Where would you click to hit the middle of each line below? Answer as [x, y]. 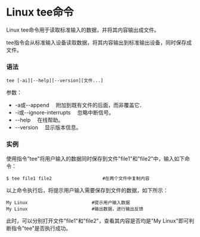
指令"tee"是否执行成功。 [41, 228]
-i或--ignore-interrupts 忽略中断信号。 [64, 113]
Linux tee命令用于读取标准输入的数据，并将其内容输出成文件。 [83, 30]
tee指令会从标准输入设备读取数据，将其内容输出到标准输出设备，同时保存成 [99, 42]
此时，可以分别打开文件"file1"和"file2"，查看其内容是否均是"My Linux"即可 [98, 220]
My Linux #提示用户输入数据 [68, 202]
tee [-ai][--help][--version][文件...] [55, 81]
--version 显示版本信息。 [48, 127]
